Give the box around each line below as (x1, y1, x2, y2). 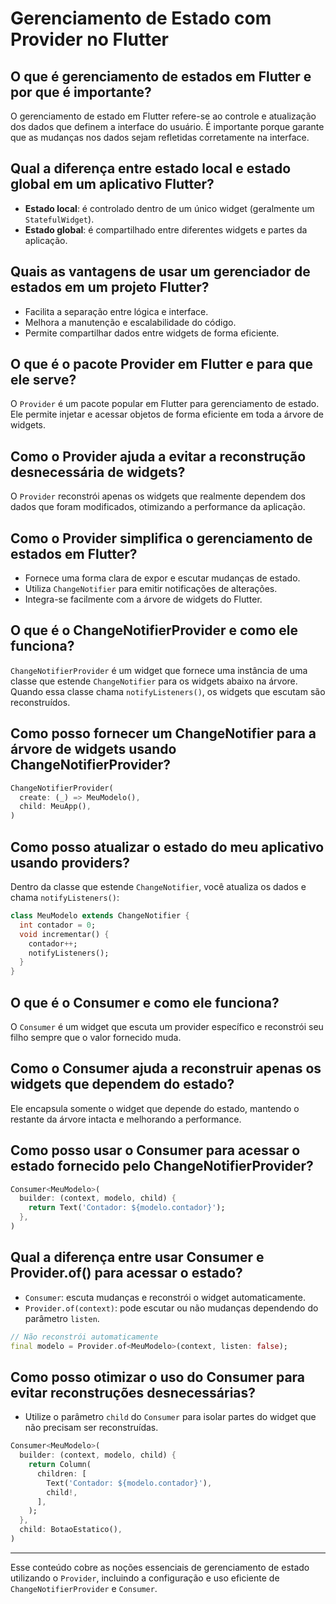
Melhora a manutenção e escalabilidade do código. (24, 316, 237, 328)
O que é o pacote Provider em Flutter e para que (10, 356, 313, 373)
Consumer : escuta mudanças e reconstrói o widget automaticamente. (24, 1291, 307, 1303)
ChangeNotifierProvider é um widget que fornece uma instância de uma (10, 664, 308, 676)
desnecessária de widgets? (10, 463, 186, 481)
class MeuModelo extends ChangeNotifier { (10, 911, 190, 921)
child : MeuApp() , (19, 802, 92, 812)
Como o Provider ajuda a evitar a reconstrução (10, 448, 307, 465)
